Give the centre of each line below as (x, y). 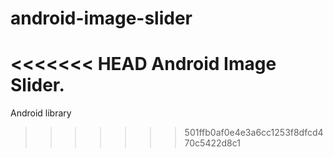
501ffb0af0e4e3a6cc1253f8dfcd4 (254, 133)
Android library (41, 113)
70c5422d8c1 (212, 143)
